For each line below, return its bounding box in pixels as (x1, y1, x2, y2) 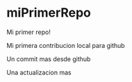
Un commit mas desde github (6, 54, 91, 63)
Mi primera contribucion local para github (6, 41, 126, 49)
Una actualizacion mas (6, 68, 72, 76)
